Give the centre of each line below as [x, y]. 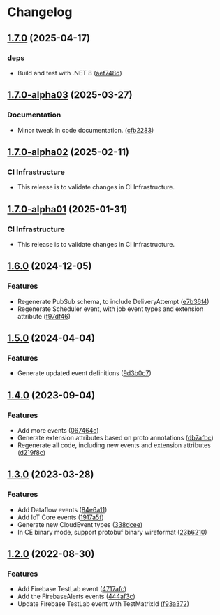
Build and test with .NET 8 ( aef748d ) [69, 73]
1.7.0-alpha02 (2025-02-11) [68, 152]
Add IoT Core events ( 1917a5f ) [60, 517]
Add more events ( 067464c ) [58, 430]
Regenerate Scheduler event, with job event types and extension [110, 309]
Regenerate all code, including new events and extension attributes [114, 445]
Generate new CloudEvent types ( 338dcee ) [80, 524]
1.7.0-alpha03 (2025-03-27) [70, 95]
